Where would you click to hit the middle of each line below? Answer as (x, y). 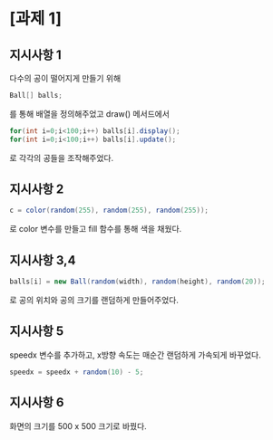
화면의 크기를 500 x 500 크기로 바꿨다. (78, 426)
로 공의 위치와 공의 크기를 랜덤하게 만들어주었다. (94, 300)
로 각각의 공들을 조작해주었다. (62, 158)
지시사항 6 (37, 402)
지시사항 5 (37, 331)
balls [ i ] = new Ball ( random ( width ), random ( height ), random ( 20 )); (137, 282)
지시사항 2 (37, 190)
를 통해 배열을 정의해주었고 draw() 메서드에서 (90, 113)
